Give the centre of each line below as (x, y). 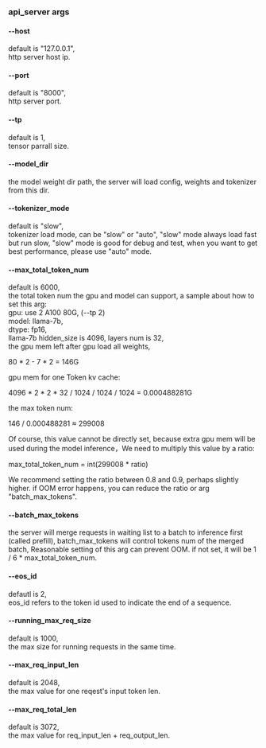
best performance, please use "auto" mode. (80, 251)
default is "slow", (36, 226)
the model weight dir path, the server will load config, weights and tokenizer (133, 181)
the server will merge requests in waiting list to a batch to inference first (126, 532)
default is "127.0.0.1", (42, 49)
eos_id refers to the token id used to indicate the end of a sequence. (120, 602)
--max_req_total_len (42, 709)
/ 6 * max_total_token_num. (53, 558)
